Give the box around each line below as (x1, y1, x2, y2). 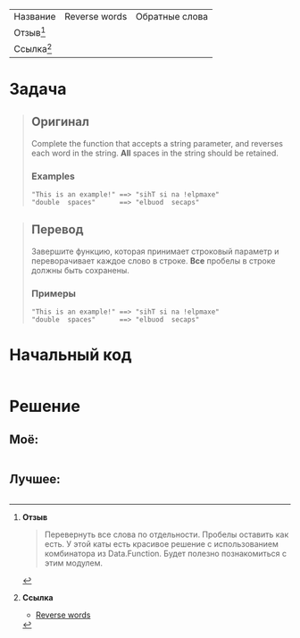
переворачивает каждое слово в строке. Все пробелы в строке (30, 255, 276, 266)
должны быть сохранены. (30, 264, 129, 275)
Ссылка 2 (13, 41, 53, 55)
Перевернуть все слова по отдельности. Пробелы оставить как (44, 529, 289, 540)
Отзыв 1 (13, 25, 46, 39)
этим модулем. (44, 558, 104, 568)
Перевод (30, 222, 84, 238)
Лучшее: (9, 472, 61, 487)
